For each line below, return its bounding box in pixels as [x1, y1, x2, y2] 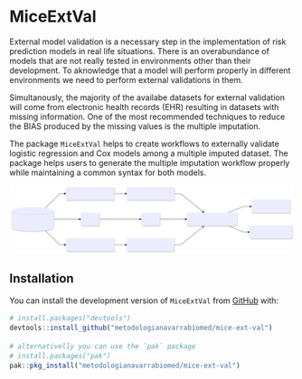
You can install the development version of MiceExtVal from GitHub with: [9, 295, 278, 306]
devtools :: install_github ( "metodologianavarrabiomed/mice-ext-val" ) [9, 323, 273, 332]
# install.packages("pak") [9, 352, 111, 361]
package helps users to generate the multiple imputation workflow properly [9, 157, 290, 168]
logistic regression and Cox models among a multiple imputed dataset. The [9, 147, 288, 159]
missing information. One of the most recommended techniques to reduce [9, 111, 286, 122]
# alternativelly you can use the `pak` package [9, 342, 196, 351]
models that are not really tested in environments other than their [9, 55, 251, 66]
